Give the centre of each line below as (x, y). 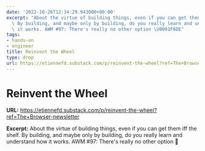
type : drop (20, 57)
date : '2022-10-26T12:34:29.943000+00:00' (61, 12)
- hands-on (20, 40)
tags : (13, 35)
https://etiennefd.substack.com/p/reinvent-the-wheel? (88, 110)
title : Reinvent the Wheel (41, 52)
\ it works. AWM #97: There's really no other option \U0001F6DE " (98, 29)
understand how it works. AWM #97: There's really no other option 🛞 (92, 142)
